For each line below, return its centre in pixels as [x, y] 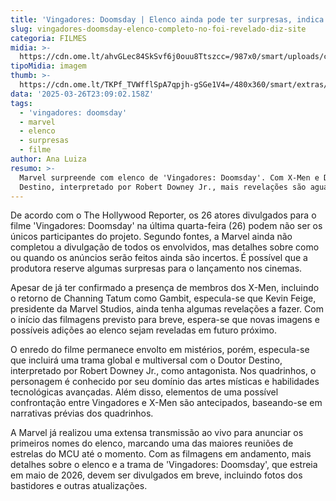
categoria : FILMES [48, 38]
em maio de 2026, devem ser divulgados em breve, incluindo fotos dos [156, 475]
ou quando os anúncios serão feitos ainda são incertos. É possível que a [159, 258]
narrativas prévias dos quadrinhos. [82, 413]
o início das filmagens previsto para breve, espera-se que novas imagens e [165, 320]
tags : [21, 103]
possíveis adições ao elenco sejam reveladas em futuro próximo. [143, 330]
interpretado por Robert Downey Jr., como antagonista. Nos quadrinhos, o [163, 371]
